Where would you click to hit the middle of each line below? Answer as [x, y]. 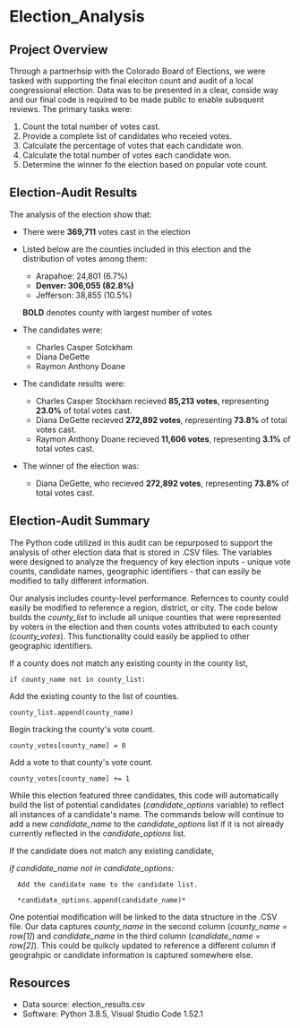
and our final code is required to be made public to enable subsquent [137, 99]
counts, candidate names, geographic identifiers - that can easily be [135, 571]
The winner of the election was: [81, 466]
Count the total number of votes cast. [91, 126]
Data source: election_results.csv [84, 1005]
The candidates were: [62, 330]
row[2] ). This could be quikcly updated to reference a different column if [142, 945]
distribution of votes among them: [85, 258]
